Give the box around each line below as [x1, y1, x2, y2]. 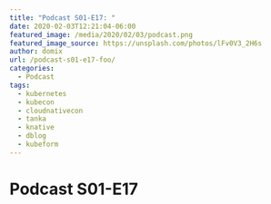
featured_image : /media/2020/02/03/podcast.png [9, 30, 194, 39]
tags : [9, 81, 30, 90]
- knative [17, 123, 55, 132]
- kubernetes [17, 89, 67, 98]
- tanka [17, 114, 47, 123]
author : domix [9, 47, 64, 56]
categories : [9, 64, 55, 73]
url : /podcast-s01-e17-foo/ [9, 55, 116, 64]
